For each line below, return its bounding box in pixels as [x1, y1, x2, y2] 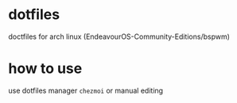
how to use [8, 59, 83, 78]
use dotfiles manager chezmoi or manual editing [8, 86, 164, 95]
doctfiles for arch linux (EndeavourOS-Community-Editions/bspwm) [8, 32, 231, 41]
